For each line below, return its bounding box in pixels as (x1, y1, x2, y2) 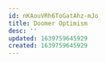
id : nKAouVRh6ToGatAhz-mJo (8, 11, 99, 20)
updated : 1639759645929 (8, 34, 88, 43)
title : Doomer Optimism (8, 19, 88, 27)
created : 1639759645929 (8, 42, 88, 50)
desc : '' (8, 27, 38, 35)
